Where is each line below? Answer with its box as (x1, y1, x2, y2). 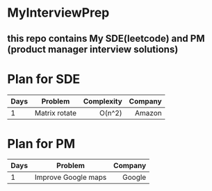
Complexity (83, 96, 123, 106)
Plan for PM (7, 135, 76, 151)
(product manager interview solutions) (7, 43, 179, 55)
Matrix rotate (34, 108, 76, 117)
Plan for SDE (7, 71, 81, 87)
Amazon (134, 108, 162, 117)
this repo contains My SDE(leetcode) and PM (7, 33, 205, 44)
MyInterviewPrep (7, 5, 110, 21)
